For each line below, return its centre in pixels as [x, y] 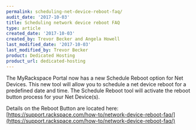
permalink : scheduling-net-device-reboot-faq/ [64, 12]
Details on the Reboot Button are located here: [62, 108]
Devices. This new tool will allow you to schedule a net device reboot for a [96, 84]
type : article [24, 28]
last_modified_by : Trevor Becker [47, 50]
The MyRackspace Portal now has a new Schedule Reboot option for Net [95, 78]
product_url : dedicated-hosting [46, 61]
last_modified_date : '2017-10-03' [49, 45]
